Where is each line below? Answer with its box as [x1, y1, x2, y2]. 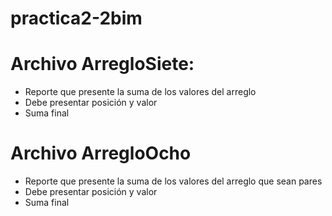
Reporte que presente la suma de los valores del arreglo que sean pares [24, 175, 323, 187]
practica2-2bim [10, 7, 143, 30]
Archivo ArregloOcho [10, 142, 192, 165]
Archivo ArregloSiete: [10, 53, 195, 76]
